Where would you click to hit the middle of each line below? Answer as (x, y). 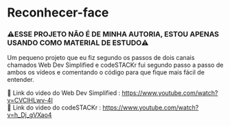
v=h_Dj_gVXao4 (30, 115)
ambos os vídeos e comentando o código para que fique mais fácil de (106, 72)
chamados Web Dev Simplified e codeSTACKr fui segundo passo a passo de (115, 65)
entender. (21, 80)
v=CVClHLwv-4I (30, 101)
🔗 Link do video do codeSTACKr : (54, 107)
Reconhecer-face (58, 13)
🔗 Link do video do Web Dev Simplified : (64, 93)
